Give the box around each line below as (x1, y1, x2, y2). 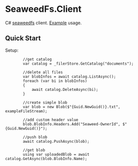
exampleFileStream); (5, 109, 48, 114)
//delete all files (23, 70, 63, 75)
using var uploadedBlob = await (23, 152, 90, 157)
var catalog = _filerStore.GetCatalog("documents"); (23, 61, 134, 66)
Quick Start (5, 34, 41, 42)
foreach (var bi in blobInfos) (23, 78, 88, 83)
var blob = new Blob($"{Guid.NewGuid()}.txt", (23, 104, 121, 109)
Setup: (5, 47, 19, 53)
